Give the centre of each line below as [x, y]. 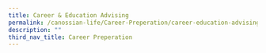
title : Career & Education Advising [68, 15]
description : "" [35, 30]
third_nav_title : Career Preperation [70, 37]
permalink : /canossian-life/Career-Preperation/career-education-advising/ [136, 23]
